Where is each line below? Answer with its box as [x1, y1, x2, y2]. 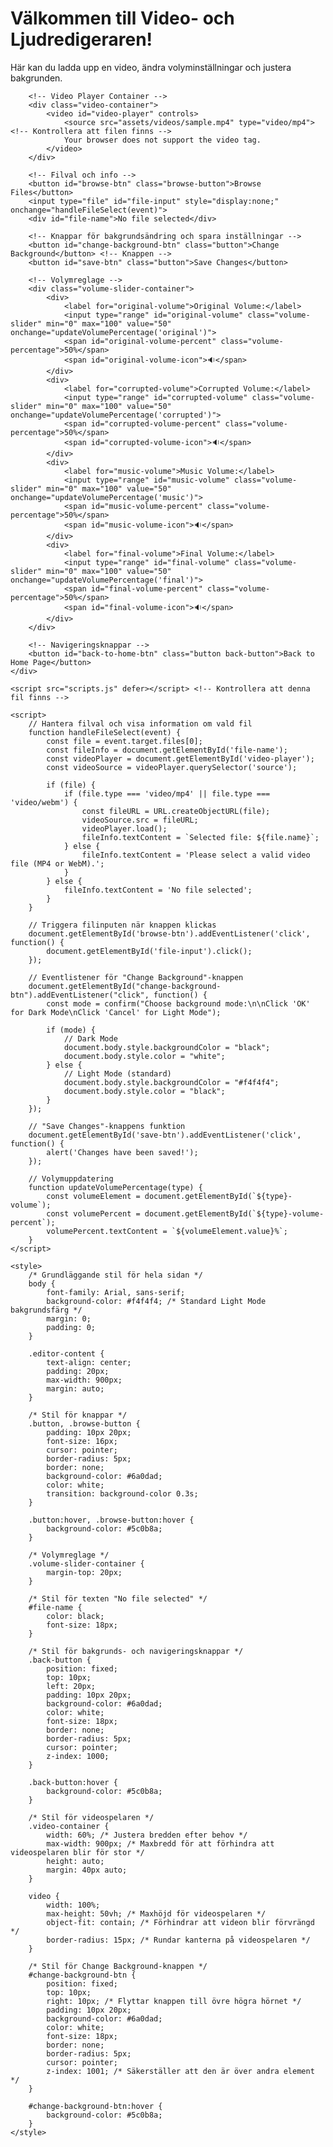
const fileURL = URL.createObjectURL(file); [81, 806, 271, 816]
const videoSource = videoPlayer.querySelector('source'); [46, 762, 298, 772]
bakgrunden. [10, 72, 63, 84]
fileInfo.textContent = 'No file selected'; [63, 885, 253, 895]
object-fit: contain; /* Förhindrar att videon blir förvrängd [46, 1917, 315, 1927]
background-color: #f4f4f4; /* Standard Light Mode [46, 1296, 267, 1306]
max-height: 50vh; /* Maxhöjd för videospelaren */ [46, 1908, 267, 1919]
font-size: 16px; [46, 1436, 118, 1446]
